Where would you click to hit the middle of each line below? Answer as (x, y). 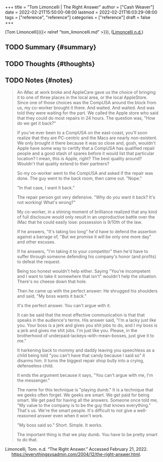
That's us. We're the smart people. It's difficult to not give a (76, 410)
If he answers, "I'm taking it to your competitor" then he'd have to (82, 251)
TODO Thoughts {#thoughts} (50, 64)
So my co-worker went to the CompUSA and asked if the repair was (85, 173)
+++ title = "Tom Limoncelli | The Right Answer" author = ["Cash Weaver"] (80, 7)
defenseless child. (35, 366)
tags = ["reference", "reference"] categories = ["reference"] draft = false (78, 17)
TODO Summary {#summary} (51, 47)
